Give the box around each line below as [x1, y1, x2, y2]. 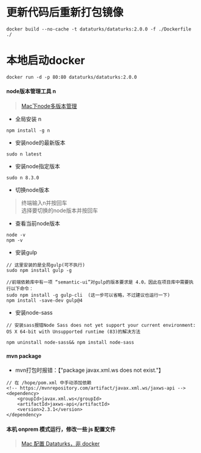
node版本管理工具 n [6, 88, 56, 95]
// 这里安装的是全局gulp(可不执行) [6, 262, 86, 268]
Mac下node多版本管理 [21, 102, 77, 110]
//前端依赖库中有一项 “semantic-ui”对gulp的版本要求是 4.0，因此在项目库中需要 [6, 279, 189, 285]
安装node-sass [15, 309, 53, 316]
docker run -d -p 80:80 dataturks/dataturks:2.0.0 [6, 74, 137, 80]
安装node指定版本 [15, 163, 61, 170]
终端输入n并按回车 [21, 199, 68, 207]
